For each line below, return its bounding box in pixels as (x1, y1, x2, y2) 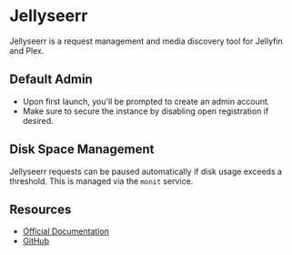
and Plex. (9, 45, 45, 56)
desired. (22, 115, 55, 126)
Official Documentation (22, 226, 109, 237)
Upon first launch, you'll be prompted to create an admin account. (22, 96, 270, 107)
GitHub (22, 236, 50, 247)
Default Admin (9, 72, 93, 87)
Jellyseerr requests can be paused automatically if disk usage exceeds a (9, 166, 283, 177)
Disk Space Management (9, 142, 155, 158)
